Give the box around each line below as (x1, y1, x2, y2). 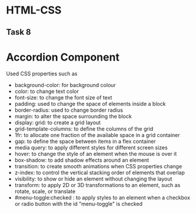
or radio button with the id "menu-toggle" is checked (14, 200, 143, 207)
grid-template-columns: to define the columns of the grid (14, 125, 154, 132)
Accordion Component (6, 51, 119, 64)
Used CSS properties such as (6, 70, 78, 77)
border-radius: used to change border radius (14, 106, 124, 114)
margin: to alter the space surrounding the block (14, 112, 132, 119)
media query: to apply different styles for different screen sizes (14, 144, 168, 151)
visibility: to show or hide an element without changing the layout (14, 175, 172, 182)
